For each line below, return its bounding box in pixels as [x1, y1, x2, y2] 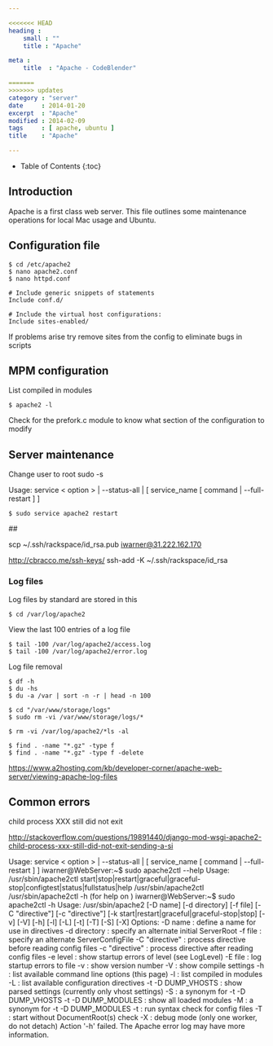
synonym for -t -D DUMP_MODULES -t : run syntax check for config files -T [8, 1004, 263, 1014]
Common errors [8, 795, 91, 809]
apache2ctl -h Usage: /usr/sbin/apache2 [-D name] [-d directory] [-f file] [8, 900, 254, 910]
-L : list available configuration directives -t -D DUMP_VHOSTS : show [8, 978, 243, 988]
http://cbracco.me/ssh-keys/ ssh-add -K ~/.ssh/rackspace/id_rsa [8, 556, 228, 565]
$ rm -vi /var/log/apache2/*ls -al [8, 727, 130, 736]
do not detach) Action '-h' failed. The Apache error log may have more [8, 1022, 246, 1031]
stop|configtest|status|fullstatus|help [8, 883, 133, 893]
